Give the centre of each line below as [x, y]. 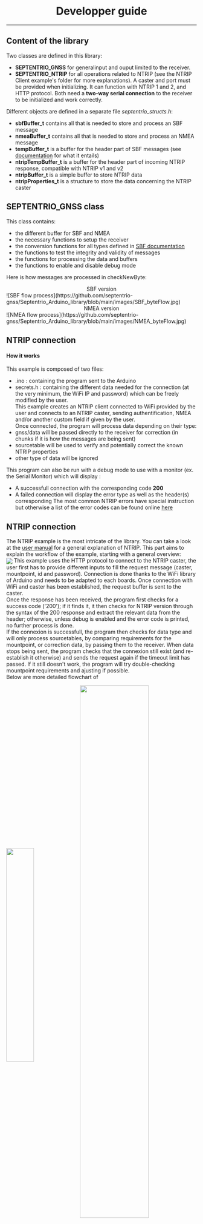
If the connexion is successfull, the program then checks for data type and [99, 632]
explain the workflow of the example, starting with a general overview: [94, 554]
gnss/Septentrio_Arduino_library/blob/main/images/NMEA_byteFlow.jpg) [96, 321]
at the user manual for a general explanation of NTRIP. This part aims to [95, 547]
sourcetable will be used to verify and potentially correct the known [99, 445]
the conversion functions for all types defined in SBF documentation [100, 246]
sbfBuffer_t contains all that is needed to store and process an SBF [99, 123]
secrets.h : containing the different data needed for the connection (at [102, 387]
